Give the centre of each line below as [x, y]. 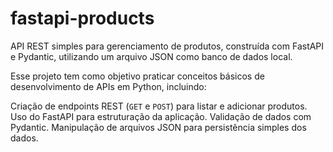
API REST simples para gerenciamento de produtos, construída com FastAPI [167, 46]
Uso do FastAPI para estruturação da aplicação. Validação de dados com [161, 116]
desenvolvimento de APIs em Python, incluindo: [108, 86]
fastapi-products [82, 18]
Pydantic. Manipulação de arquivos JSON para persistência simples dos [158, 127]
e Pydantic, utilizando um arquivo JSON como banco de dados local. [151, 56]
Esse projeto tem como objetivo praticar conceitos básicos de [137, 76]
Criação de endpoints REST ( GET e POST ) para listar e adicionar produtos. [159, 106]
